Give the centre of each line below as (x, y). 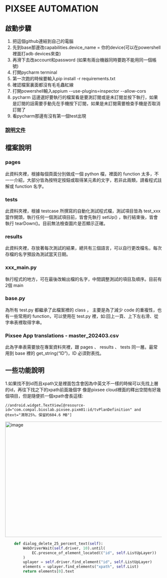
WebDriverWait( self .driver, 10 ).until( (64, 548)
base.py (15, 298)
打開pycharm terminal (35, 72)
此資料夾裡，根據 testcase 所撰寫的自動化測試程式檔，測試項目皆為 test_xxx (83, 211)
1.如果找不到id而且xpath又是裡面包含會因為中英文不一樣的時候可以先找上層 (82, 383)
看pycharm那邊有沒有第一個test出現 (49, 116)
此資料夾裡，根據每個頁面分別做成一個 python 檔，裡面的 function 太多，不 (82, 174)
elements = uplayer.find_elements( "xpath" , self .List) (81, 567)
